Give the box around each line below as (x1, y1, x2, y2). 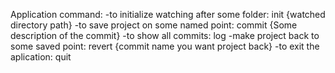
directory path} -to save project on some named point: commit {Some (10, 19, 298, 31)
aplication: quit (10, 51, 72, 63)
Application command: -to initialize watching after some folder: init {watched (10, 9, 326, 20)
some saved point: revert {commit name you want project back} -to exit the (10, 40, 320, 52)
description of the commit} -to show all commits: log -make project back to (10, 30, 320, 41)
